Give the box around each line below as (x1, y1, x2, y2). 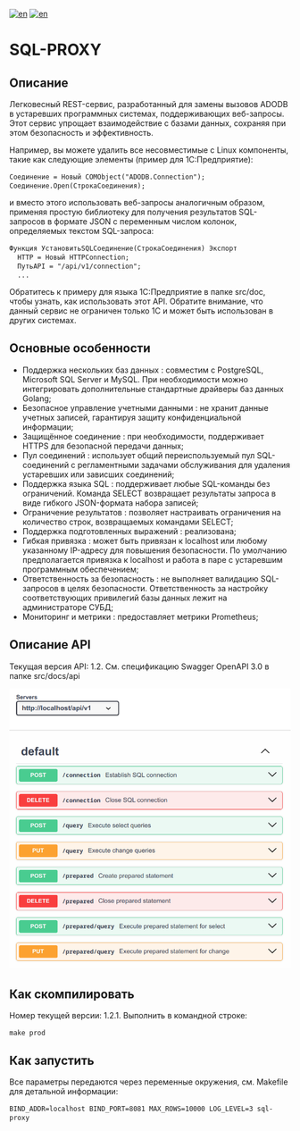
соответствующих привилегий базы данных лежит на (21, 592, 228, 603)
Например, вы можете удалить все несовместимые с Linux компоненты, (9, 145, 288, 155)
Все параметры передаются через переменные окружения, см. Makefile (9, 1077, 288, 1087)
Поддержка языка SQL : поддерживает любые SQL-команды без (21, 478, 271, 489)
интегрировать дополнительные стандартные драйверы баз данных (21, 383, 284, 394)
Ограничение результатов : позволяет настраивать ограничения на (21, 507, 281, 517)
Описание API (9, 637, 91, 652)
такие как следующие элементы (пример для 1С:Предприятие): (9, 155, 254, 164)
